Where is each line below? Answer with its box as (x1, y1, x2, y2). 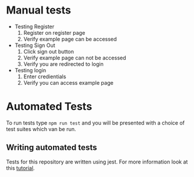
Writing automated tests (6, 142, 97, 153)
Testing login (14, 66, 47, 74)
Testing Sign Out (14, 42, 55, 49)
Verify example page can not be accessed (23, 54, 127, 61)
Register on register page (23, 29, 86, 36)
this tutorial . (6, 164, 35, 171)
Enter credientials (23, 73, 67, 80)
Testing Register (14, 23, 55, 30)
